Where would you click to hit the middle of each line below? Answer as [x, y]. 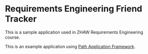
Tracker [21, 19]
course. [13, 37]
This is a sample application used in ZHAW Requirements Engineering [74, 32]
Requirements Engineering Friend [74, 9]
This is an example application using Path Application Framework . [70, 46]
